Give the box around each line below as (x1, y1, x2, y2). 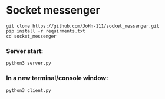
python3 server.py (6, 60, 51, 67)
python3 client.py (6, 87, 51, 93)
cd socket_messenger (6, 33, 57, 39)
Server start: (6, 47, 44, 55)
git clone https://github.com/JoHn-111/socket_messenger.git (6, 23, 160, 29)
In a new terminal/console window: (6, 74, 108, 82)
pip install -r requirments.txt (6, 28, 85, 34)
